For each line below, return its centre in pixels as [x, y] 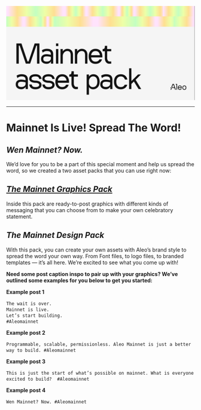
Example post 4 [26, 390]
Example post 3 [26, 361]
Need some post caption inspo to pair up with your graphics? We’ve [92, 274]
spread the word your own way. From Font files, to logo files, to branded [95, 256]
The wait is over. [29, 304]
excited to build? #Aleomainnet [48, 379]
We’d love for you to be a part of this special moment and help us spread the [100, 164]
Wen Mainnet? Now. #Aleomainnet [46, 402]
